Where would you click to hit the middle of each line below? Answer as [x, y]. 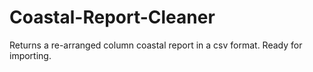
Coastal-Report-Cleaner [112, 17]
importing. [30, 55]
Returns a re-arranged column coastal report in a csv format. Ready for [156, 45]
